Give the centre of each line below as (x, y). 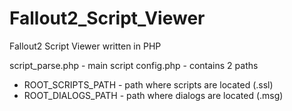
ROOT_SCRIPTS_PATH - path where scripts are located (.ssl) (148, 84)
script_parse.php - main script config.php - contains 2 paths (134, 65)
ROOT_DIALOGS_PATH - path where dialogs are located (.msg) (153, 95)
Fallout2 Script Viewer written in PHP (85, 46)
